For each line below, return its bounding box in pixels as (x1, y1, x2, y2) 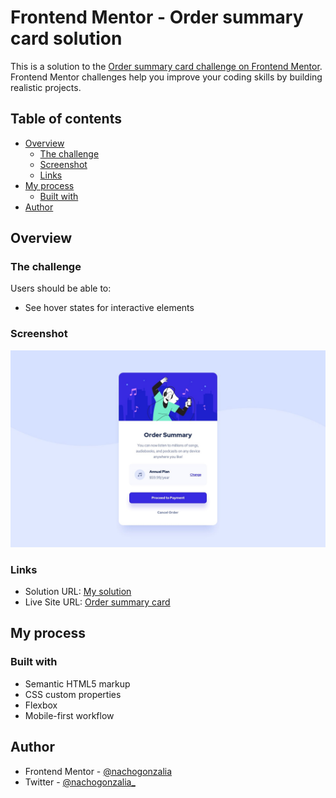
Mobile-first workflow (24, 709, 115, 721)
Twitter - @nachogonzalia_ (24, 776, 136, 788)
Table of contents (10, 111, 122, 128)
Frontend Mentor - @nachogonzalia (24, 765, 173, 777)
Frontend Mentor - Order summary (10, 6, 304, 29)
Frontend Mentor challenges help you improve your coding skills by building (10, 71, 323, 83)
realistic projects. (10, 81, 82, 93)
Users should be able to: (10, 282, 112, 295)
